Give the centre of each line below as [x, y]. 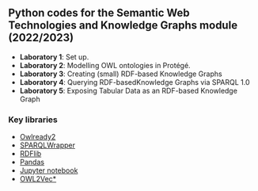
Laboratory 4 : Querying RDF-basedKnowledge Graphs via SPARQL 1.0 [135, 82]
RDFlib [30, 154]
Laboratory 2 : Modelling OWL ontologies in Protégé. [105, 65]
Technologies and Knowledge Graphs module [123, 26]
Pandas [32, 162]
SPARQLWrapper [47, 145]
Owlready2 [38, 137]
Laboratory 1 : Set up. [54, 57]
